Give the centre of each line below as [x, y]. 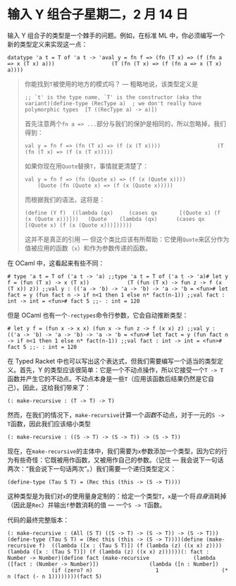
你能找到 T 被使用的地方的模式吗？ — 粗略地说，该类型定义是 [111, 84]
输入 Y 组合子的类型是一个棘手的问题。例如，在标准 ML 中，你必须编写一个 [116, 35]
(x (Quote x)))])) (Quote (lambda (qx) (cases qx [114, 219]
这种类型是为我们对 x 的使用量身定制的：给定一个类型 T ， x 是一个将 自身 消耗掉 [117, 496]
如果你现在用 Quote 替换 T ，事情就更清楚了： [87, 166]
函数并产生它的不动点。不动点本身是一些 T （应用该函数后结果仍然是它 [108, 378]
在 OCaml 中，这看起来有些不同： [56, 263]
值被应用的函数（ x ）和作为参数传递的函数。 [88, 248]
